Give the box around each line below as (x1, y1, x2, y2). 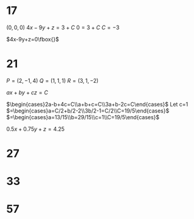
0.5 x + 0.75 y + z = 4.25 (6, 125, 65, 133)
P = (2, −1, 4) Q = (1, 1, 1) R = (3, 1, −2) (6, 77, 99, 84)
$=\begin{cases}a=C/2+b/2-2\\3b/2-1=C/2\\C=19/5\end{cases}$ (6, 107, 170, 114)
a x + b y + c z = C (6, 89, 49, 96)
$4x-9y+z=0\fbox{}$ (6, 35, 60, 43)
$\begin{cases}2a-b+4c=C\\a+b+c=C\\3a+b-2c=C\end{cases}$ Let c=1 (6, 100, 189, 108)
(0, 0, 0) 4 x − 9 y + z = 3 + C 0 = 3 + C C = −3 (6, 24, 120, 31)
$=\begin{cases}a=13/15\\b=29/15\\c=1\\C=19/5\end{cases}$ (6, 113, 160, 120)
